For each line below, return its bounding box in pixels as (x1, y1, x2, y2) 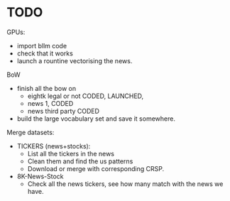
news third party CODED (27, 107, 100, 115)
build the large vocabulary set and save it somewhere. (16, 114, 175, 123)
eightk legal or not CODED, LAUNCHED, (27, 92, 144, 100)
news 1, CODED (27, 99, 74, 107)
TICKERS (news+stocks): (16, 141, 91, 150)
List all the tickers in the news (27, 149, 115, 158)
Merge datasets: (6, 128, 55, 136)
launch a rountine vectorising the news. (16, 56, 133, 65)
